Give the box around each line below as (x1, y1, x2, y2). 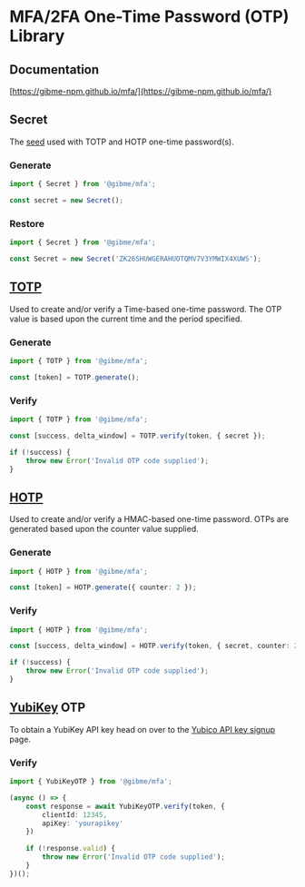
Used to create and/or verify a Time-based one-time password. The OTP (9, 303, 282, 314)
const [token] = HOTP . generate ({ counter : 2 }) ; (9, 583, 197, 592)
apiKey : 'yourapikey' (42, 819, 124, 828)
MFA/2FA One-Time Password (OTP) (9, 6, 290, 27)
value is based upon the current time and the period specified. (9, 313, 243, 324)
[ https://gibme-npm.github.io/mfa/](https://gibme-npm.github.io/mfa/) (9, 86, 272, 96)
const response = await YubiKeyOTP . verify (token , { (25, 802, 225, 811)
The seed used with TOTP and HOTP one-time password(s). (9, 136, 234, 147)
